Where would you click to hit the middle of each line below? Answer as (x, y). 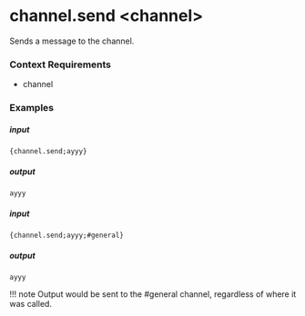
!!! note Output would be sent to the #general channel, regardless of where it (153, 294)
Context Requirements (61, 64)
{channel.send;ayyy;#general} (67, 236)
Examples (32, 108)
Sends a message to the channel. (72, 41)
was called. (31, 304)
